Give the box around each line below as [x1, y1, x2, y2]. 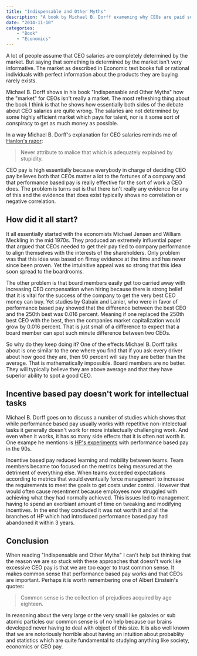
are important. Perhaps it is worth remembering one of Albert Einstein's [6, 577, 179, 584]
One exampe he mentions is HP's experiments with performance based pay [6, 439, 189, 446]
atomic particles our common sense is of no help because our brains [6, 618, 172, 625]
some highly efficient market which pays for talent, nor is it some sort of [6, 114, 180, 121]
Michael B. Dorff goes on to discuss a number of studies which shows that [6, 414, 186, 421]
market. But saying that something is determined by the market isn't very [6, 58, 182, 65]
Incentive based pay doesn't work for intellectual [6, 389, 189, 399]
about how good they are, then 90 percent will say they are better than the [6, 353, 186, 360]
